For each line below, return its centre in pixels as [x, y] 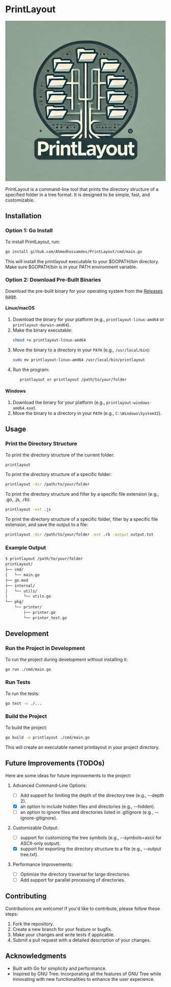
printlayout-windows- [129, 403]
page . [11, 296]
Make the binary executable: [42, 330]
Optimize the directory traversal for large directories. [75, 874]
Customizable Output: [35, 828]
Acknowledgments [36, 956]
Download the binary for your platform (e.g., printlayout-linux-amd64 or [88, 319]
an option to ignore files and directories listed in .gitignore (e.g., [87, 812]
